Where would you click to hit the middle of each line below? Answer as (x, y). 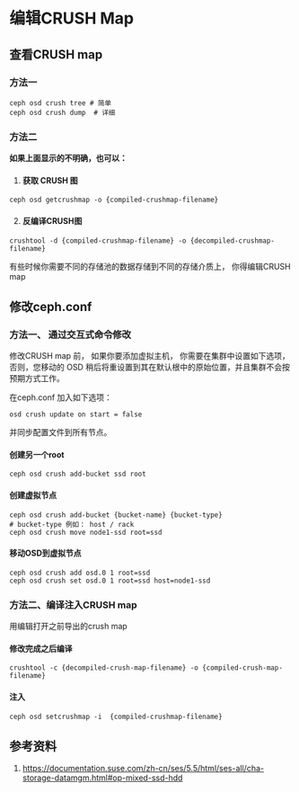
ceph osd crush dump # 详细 (62, 112)
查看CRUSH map (56, 54)
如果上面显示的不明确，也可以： (68, 158)
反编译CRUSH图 (52, 220)
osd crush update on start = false (76, 414)
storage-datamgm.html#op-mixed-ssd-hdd (102, 778)
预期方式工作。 (37, 378)
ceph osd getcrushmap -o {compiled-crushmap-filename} (114, 200)
